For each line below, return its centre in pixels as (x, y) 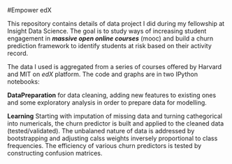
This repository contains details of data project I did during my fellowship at (116, 23)
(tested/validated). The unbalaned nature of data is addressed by (101, 131)
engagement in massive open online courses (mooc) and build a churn (110, 38)
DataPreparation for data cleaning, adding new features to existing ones (112, 95)
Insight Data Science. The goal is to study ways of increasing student (107, 31)
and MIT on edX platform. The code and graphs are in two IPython (102, 74)
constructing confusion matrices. (55, 153)
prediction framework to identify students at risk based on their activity (109, 46)
